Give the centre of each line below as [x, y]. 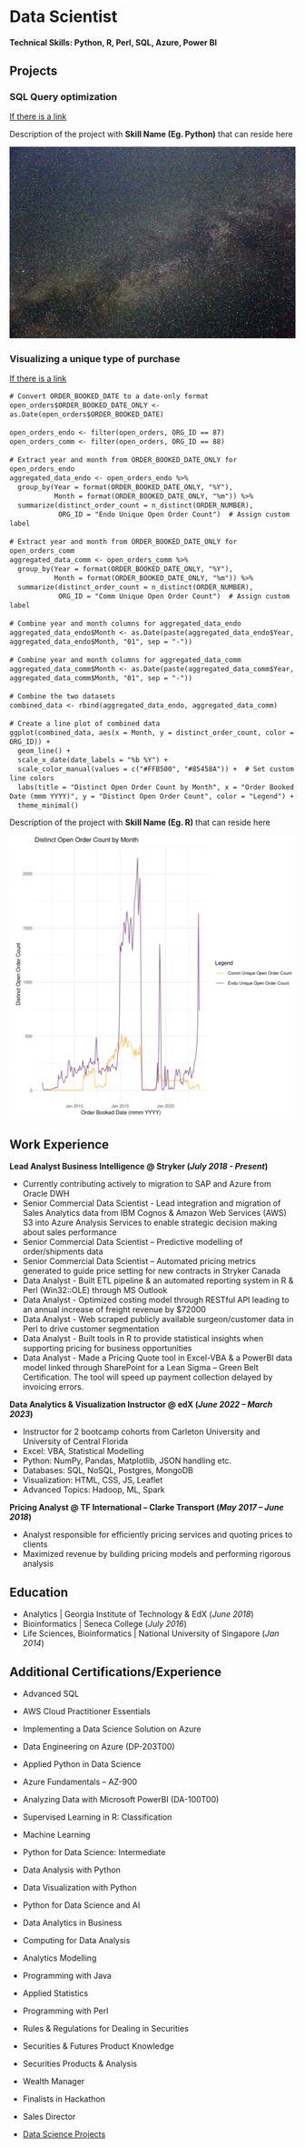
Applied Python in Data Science [82, 1764]
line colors [32, 778]
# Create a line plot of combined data [85, 723]
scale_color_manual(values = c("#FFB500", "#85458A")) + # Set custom [156, 769]
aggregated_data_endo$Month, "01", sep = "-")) [101, 642]
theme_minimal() [48, 805]
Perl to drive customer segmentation [91, 1329]
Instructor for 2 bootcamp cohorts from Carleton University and [141, 1432]
